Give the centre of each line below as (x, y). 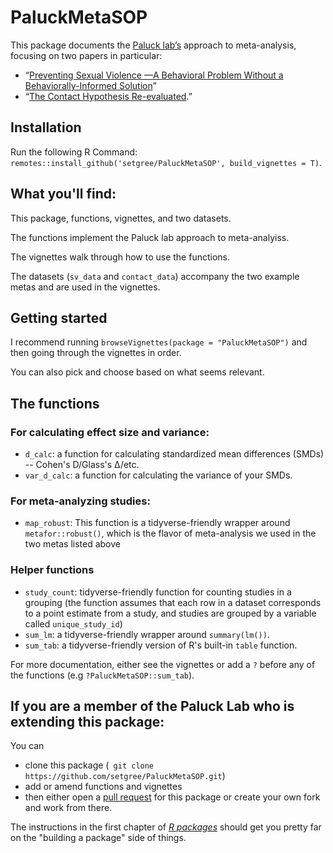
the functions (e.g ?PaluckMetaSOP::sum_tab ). (102, 675)
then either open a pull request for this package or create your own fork (172, 797)
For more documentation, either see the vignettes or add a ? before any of (163, 664)
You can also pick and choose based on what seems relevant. (137, 372)
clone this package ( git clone (89, 765)
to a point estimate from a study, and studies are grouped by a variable (170, 613)
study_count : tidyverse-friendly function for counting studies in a (158, 592)
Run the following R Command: (74, 152)
